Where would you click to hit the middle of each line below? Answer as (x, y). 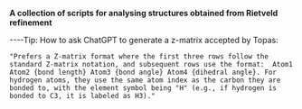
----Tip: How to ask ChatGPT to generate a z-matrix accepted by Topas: (144, 40)
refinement (31, 23)
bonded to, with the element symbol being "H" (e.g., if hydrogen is (143, 88)
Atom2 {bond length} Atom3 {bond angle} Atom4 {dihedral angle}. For (143, 72)
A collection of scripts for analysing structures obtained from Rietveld (144, 13)
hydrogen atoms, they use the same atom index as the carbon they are (145, 80)
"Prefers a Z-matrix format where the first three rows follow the (139, 57)
